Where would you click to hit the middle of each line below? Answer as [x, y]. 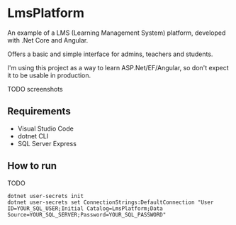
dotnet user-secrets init [45, 196]
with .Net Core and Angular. [48, 40]
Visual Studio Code [46, 128]
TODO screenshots [35, 89]
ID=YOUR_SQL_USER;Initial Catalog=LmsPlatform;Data [85, 208]
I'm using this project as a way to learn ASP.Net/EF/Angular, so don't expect [118, 67]
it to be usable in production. [49, 75]
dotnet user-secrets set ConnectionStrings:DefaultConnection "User [111, 202]
